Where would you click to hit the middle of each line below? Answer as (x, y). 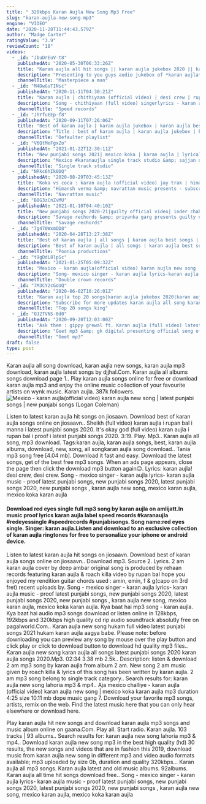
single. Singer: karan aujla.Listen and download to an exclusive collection (102, 528)
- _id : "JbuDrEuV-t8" (40, 58)
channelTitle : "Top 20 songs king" (63, 308)
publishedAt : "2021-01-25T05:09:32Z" (66, 263)
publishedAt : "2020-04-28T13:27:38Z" (66, 234)
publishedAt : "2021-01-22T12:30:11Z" (66, 149)
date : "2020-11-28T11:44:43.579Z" (51, 29)
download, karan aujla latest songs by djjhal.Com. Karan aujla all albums (97, 372)
